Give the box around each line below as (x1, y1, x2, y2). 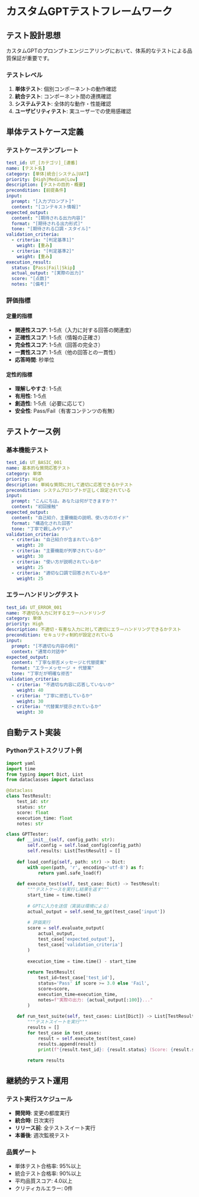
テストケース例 (6, 426, 60, 436)
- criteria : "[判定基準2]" (11, 248, 75, 254)
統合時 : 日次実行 (14, 1116, 54, 1124)
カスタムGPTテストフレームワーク (6, 5, 173, 18)
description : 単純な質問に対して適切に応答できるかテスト (6, 481, 133, 488)
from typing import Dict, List (6, 771, 84, 777)
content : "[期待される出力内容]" (11, 215, 86, 221)
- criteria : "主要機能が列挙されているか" (11, 548, 106, 554)
